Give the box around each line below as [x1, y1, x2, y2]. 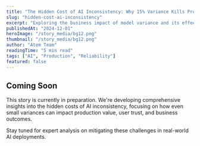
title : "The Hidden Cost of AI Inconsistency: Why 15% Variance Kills [6, 8, 185, 15]
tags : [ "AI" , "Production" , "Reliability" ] [6, 53, 116, 59]
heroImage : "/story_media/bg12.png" [6, 31, 97, 37]
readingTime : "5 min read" [6, 48, 73, 54]
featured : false [6, 58, 46, 64]
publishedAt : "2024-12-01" [6, 25, 73, 32]
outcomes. [6, 116, 33, 123]
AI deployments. [6, 133, 46, 141]
